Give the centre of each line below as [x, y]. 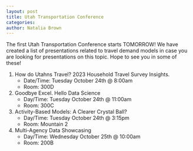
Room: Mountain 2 [46, 124]
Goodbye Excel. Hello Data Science [57, 93]
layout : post [22, 11]
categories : [21, 22]
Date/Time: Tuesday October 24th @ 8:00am [78, 81]
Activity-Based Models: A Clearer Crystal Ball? [71, 112]
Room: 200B [39, 143]
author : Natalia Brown [34, 28]
